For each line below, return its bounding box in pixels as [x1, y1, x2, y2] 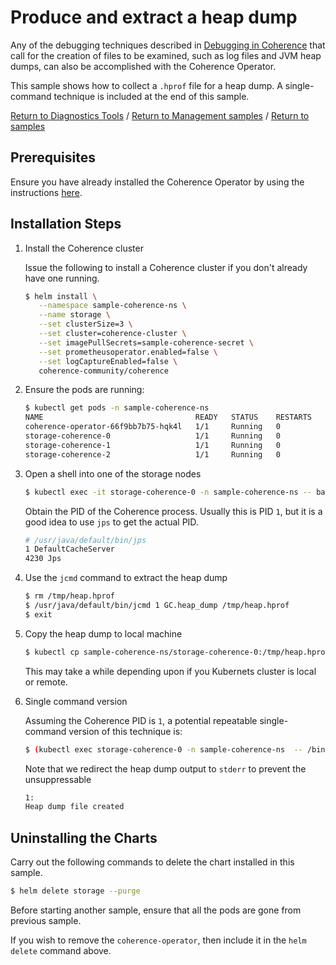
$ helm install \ [24, 291, 98, 301]
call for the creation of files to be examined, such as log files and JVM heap [10, 49, 322, 61]
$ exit [24, 609, 53, 620]
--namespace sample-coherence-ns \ [38, 301, 187, 311]
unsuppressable [24, 773, 92, 785]
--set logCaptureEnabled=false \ [38, 356, 178, 366]
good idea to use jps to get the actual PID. [24, 516, 199, 528]
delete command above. [10, 945, 112, 956]
